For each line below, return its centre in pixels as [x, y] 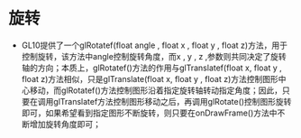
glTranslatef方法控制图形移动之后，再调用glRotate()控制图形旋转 [172, 101]
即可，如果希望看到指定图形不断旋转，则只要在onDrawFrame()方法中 [149, 113]
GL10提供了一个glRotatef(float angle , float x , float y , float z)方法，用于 [154, 45]
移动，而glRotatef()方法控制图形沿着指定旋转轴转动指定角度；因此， [156, 90]
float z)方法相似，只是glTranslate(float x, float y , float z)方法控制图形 [150, 78]
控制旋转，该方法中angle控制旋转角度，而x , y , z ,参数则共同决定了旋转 [154, 56]
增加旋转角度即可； [65, 124]
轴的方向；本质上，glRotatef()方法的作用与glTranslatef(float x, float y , [152, 68]
